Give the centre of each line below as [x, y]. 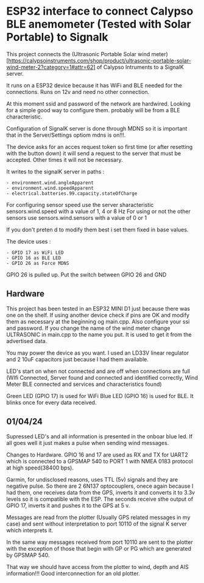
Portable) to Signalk [57, 37]
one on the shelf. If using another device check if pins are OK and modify [98, 315]
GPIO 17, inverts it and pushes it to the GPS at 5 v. [68, 505]
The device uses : [29, 241]
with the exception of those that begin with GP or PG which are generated [99, 548]
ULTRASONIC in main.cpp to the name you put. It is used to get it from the [99, 335]
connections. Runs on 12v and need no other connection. [78, 92]
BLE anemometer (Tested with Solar [99, 24]
